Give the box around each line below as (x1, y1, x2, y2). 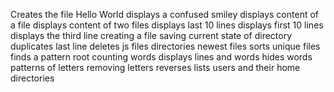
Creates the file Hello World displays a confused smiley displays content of (10, 9, 320, 20)
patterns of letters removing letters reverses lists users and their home (10, 62, 301, 73)
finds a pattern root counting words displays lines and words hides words (10, 51, 313, 63)
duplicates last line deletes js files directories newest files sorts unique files (10, 40, 321, 52)
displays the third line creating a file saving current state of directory (10, 30, 293, 41)
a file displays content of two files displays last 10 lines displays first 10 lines (10, 19, 324, 31)
